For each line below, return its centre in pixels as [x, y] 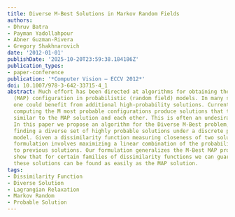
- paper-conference [36, 72]
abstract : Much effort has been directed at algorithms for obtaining [112, 92]
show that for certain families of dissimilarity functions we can [114, 157]
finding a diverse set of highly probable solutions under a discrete [119, 131]
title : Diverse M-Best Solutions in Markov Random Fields [93, 14]
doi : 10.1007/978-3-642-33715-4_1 [58, 85]
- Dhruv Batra [28, 27]
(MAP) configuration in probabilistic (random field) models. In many [119, 99]
